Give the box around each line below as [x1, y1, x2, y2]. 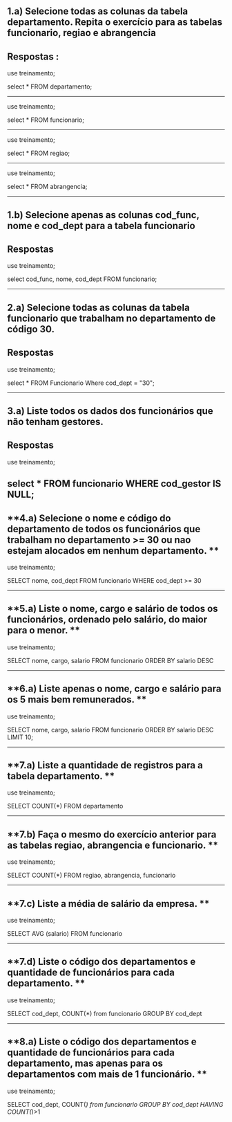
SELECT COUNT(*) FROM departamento [7, 802, 124, 811]
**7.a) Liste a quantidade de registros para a [7, 759, 204, 771]
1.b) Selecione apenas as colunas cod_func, [7, 209, 200, 221]
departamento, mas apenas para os [7, 1058, 164, 1069]
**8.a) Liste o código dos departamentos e [7, 1036, 197, 1048]
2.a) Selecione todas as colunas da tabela [7, 301, 190, 314]
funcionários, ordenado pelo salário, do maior [7, 614, 208, 626]
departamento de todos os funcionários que [7, 523, 201, 535]
